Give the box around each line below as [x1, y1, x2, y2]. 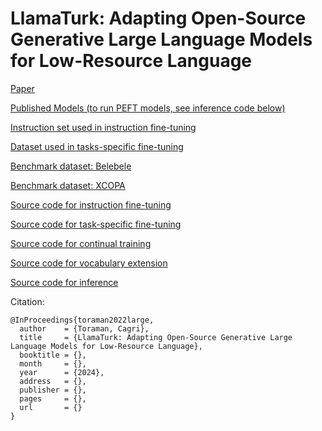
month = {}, [19, 358, 87, 369]
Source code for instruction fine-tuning [10, 198, 172, 211]
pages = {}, [19, 393, 87, 404]
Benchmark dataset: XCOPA [10, 179, 126, 191]
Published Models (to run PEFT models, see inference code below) [10, 102, 286, 114]
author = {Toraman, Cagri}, [19, 323, 150, 334]
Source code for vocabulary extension [10, 257, 168, 269]
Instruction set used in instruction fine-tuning [10, 121, 197, 133]
